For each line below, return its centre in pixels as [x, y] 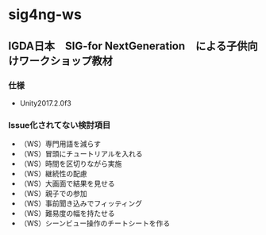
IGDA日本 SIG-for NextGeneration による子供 [128, 46]
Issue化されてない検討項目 [60, 125]
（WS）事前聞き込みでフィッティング [81, 203]
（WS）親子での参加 [53, 194]
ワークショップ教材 [66, 61]
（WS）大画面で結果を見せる [67, 183]
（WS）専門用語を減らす [60, 144]
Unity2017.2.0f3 [45, 103]
